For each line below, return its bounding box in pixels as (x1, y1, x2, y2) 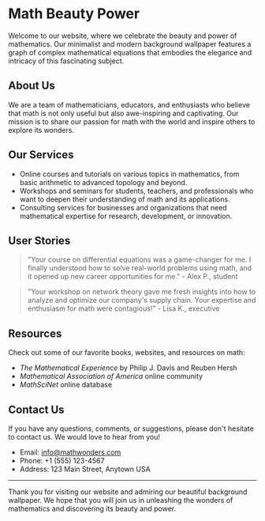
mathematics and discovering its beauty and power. (8, 504, 177, 513)
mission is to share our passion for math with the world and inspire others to (8, 116, 256, 126)
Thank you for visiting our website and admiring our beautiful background (8, 487, 248, 496)
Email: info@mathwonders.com (19, 447, 121, 457)
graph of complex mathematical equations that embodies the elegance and (8, 47, 252, 57)
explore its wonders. (8, 125, 75, 134)
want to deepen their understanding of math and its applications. (19, 194, 230, 204)
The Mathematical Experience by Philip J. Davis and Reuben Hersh (19, 363, 238, 372)
